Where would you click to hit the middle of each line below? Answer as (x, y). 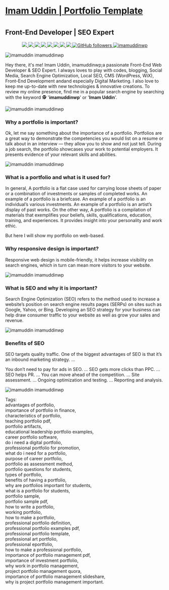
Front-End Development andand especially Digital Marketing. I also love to (82, 81)
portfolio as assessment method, (39, 464)
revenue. (14, 320)
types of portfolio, (24, 475)
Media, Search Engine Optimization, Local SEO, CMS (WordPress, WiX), (79, 75)
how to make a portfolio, (31, 518)
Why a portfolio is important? (42, 122)
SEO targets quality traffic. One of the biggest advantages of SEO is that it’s (84, 354)
